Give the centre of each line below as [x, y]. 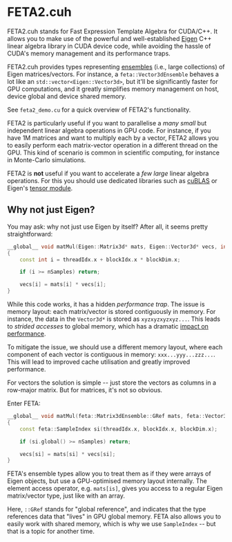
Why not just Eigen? [51, 210]
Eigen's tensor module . [40, 188]
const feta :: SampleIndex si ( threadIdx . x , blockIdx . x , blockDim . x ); [118, 429]
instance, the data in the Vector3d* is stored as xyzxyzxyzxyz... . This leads [114, 319]
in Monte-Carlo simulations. [47, 159]
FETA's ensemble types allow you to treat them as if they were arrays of [109, 474]
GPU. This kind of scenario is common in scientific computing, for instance [113, 152]
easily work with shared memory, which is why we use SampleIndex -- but [112, 524]
